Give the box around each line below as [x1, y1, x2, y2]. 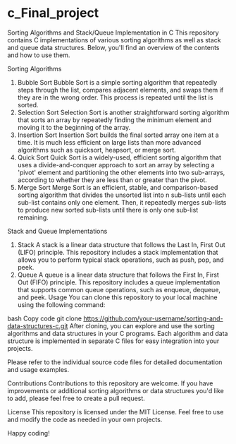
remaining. [17, 213, 49, 222]
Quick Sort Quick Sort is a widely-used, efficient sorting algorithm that [17, 153, 222, 162]
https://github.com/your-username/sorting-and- [83, 314, 223, 323]
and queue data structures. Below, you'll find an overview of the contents [7, 43, 220, 52]
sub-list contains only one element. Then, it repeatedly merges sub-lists [17, 198, 227, 206]
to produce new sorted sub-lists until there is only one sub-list [17, 205, 199, 214]
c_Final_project [7, 5, 99, 21]
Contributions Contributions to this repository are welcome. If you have [7, 379, 213, 388]
